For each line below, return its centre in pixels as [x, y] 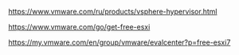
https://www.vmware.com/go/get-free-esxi [79, 27]
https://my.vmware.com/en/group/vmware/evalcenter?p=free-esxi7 [119, 42]
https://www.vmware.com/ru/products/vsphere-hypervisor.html [113, 12]
